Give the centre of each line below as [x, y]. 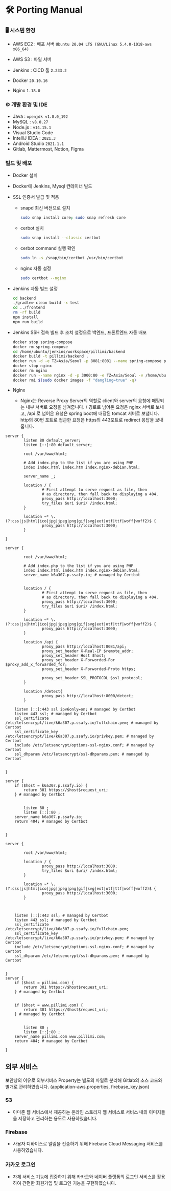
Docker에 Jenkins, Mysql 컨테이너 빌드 [53, 186]
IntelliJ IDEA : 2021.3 [34, 138]
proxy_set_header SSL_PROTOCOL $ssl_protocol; [92, 678]
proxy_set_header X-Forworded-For [78, 660]
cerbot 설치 [32, 228]
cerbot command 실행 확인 [48, 248]
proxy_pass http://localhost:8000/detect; [88, 696]
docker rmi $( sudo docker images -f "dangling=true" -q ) [75, 380]
